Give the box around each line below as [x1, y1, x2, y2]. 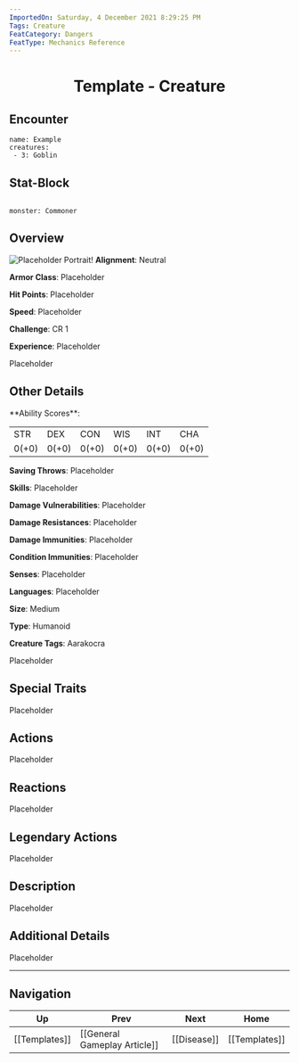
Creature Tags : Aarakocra [9, 638, 105, 648]
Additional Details [9, 928, 110, 944]
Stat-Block [9, 175, 69, 190]
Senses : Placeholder [9, 568, 86, 580]
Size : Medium [9, 603, 61, 614]
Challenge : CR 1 [9, 323, 69, 334]
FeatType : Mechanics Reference [9, 37, 125, 47]
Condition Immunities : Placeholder [9, 551, 140, 562]
